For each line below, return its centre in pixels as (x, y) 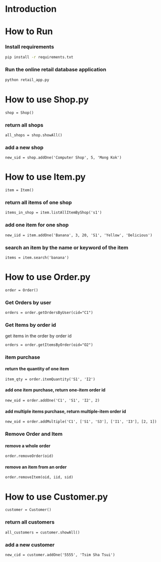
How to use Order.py (48, 277)
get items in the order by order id (39, 336)
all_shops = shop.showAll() (34, 135)
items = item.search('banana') (37, 258)
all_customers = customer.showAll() (42, 532)
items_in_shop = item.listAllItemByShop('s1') (54, 213)
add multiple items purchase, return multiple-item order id (66, 411)
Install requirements (30, 47)
